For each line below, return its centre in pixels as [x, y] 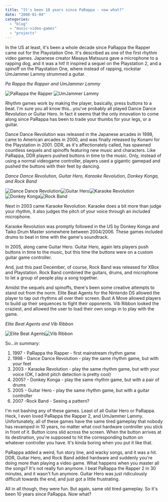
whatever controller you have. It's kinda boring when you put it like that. [79, 443]
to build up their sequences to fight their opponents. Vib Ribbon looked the [82, 303]
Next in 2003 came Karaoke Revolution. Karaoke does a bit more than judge [83, 206]
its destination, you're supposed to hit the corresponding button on [74, 437]
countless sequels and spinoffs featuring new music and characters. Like [80, 150]
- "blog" [19, 24]
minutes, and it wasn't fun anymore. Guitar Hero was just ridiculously [76, 474]
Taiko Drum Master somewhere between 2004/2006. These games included [84, 232]
